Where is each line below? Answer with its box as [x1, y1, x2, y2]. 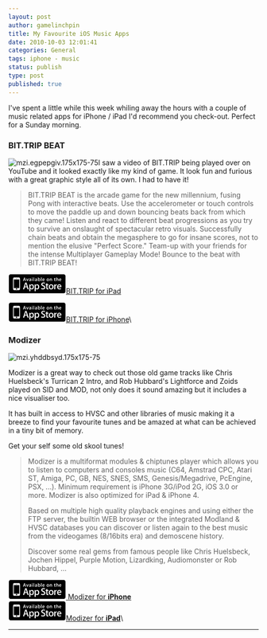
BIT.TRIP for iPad [66, 286, 122, 296]
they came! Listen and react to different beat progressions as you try [27, 215, 253, 225]
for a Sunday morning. [8, 119, 82, 129]
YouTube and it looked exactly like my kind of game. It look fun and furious [8, 166, 253, 175]
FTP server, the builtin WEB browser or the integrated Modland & [27, 515, 240, 524]
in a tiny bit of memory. [8, 426, 84, 436]
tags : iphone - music [8, 55, 80, 63]
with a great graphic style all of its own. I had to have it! [8, 174, 189, 184]
